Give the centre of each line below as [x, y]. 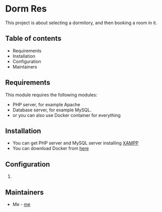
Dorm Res [26, 9]
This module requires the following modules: [51, 95]
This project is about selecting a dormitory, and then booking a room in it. [81, 23]
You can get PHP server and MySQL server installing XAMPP [75, 143]
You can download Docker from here [51, 149]
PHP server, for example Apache [46, 104]
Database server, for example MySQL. [52, 110]
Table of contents [33, 39]
